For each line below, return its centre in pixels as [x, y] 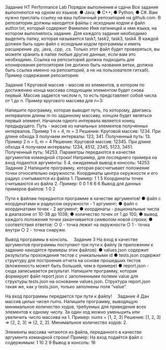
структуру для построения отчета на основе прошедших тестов [73, 260]
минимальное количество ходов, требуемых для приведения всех [76, 307]
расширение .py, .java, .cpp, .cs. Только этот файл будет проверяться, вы [83, 49]
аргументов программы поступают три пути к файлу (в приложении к [79, 245]
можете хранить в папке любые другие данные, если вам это [70, 54]
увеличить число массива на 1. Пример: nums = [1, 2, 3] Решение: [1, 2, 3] [83, 317]
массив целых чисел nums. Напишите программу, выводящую [72, 301]
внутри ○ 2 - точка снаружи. [36, 230]
